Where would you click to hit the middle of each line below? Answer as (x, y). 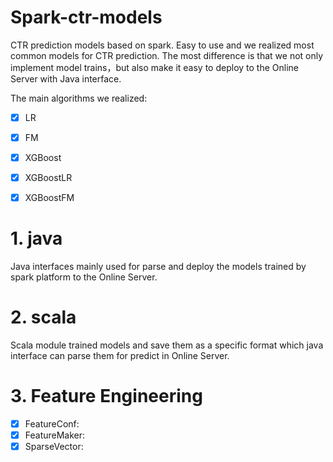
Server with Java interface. (66, 78)
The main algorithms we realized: (79, 98)
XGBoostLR (48, 178)
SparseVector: (54, 447)
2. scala (43, 317)
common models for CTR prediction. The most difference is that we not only (167, 55)
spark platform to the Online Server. (84, 277)
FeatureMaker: (55, 435)
